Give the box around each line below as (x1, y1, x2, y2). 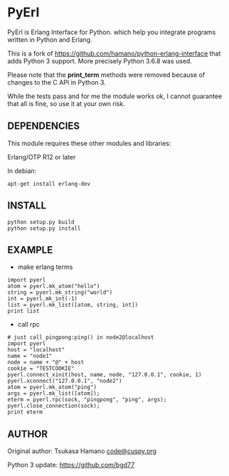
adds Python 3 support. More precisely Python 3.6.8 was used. (7, 56, 192, 65)
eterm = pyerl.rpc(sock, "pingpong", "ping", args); (7, 396, 167, 403)
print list (7, 307, 40, 315)
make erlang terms (17, 263, 73, 271)
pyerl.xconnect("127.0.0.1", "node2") (7, 378, 122, 385)
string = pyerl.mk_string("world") (7, 289, 113, 296)
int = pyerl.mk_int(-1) (7, 295, 78, 302)
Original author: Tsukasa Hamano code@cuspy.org (7, 447, 156, 455)
